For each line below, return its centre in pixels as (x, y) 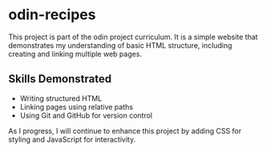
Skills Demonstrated (60, 79)
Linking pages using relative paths (77, 106)
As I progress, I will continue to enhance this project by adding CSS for (125, 130)
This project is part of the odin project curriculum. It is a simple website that (133, 37)
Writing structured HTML (61, 98)
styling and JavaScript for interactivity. (72, 139)
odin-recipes (52, 15)
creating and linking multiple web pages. (75, 54)
